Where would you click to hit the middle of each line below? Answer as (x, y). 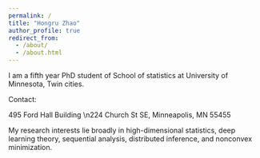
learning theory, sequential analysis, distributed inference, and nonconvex (130, 139)
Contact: (23, 99)
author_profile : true (44, 30)
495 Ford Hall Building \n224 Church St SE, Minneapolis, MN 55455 (120, 115)
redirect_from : (34, 38)
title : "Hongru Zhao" (44, 23)
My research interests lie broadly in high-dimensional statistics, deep (122, 130)
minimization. (30, 147)
